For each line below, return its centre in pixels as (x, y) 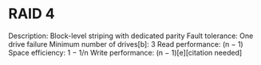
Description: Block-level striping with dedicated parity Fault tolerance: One (131, 36)
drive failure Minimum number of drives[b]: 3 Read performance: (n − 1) (126, 44)
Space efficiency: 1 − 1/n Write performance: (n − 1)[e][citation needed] (125, 52)
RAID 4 (32, 14)
